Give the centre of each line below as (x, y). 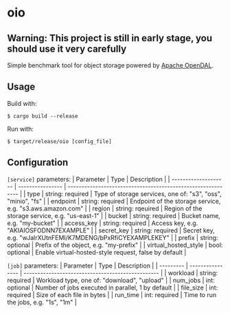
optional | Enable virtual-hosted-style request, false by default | (97, 252)
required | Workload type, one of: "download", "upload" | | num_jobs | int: (111, 280)
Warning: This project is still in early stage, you (110, 38)
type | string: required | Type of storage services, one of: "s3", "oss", (124, 193)
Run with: (21, 129)
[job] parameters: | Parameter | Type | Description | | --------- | (98, 266)
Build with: (22, 103)
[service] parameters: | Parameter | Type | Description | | (89, 179)
